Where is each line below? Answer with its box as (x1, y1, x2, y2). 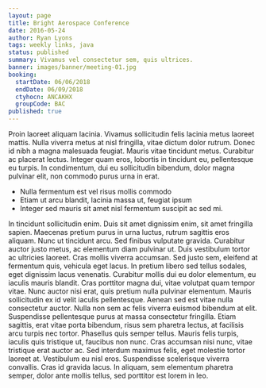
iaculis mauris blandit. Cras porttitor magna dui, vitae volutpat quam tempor (8, 279, 256, 287)
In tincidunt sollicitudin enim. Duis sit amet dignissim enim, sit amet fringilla (8, 219, 253, 229)
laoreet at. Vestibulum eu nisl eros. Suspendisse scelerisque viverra (8, 354, 230, 363)
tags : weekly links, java (8, 41, 94, 49)
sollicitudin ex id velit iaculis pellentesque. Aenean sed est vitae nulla (8, 295, 233, 304)
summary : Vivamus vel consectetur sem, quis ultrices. (8, 56, 194, 64)
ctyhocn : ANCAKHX (15, 93, 73, 101)
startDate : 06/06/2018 (15, 78, 91, 86)
